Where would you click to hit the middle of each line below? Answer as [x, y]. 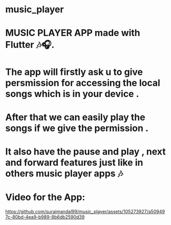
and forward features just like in [74, 162]
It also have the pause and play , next [85, 151]
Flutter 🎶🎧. [30, 45]
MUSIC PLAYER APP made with [73, 33]
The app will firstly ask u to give [74, 72]
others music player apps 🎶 [64, 173]
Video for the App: [45, 198]
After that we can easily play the [75, 117]
